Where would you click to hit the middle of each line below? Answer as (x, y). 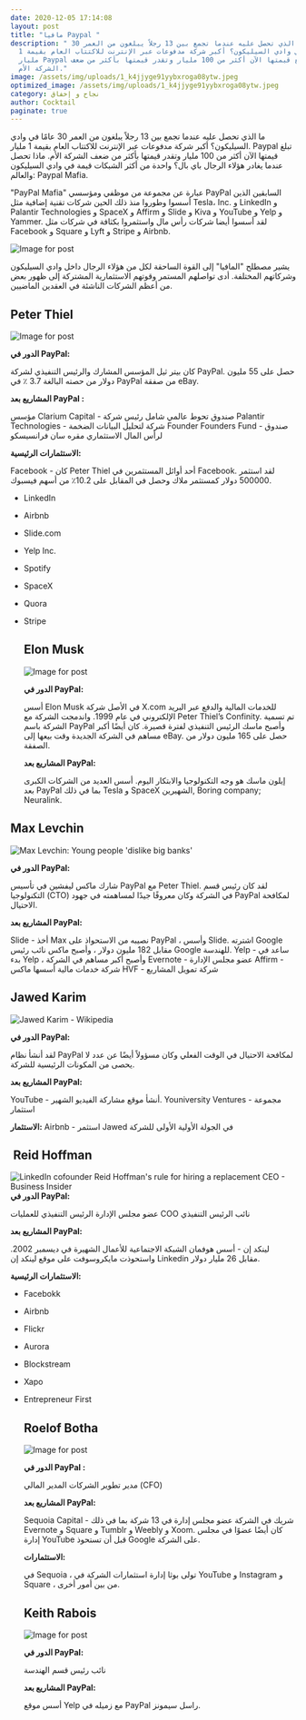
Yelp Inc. (40, 551)
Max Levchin (47, 829)
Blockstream (47, 1364)
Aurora (36, 1347)
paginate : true (39, 111)
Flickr (34, 1329)
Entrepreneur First (57, 1399)
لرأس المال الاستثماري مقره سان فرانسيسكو (86, 436)
